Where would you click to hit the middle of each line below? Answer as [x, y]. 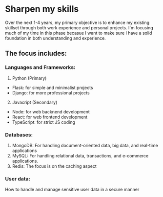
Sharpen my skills [42, 9]
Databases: [19, 134]
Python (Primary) [29, 78]
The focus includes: [36, 54]
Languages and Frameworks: [40, 67]
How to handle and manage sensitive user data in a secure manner [72, 190]
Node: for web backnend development [51, 111]
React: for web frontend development [50, 117]
